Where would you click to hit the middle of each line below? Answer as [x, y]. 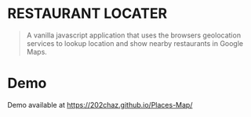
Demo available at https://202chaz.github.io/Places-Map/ [100, 105]
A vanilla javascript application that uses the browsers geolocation [133, 35]
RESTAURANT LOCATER [87, 14]
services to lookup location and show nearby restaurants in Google [135, 43]
